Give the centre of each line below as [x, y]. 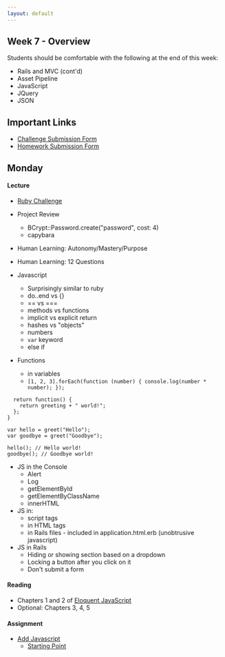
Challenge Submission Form [57, 139]
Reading [19, 585]
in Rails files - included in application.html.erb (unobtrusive [111, 532]
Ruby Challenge [40, 201]
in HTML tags [46, 525]
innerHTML [43, 503]
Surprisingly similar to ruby [66, 288]
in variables [44, 374]
